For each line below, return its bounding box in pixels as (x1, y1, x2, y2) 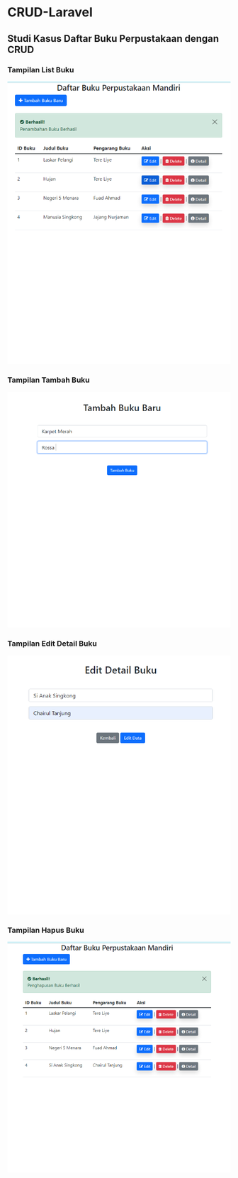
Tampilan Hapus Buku (7, 925, 84, 935)
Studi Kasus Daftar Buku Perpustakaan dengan (7, 33, 220, 45)
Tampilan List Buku (7, 64, 74, 74)
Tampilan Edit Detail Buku (7, 639, 97, 649)
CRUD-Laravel (7, 4, 93, 21)
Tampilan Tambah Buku (7, 375, 90, 385)
